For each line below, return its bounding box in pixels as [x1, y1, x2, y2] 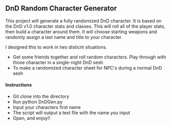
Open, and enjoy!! [12, 115, 50, 121]
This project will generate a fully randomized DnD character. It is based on [5, 17, 162, 24]
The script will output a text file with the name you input [12, 110, 131, 116]
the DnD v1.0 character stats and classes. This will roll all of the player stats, [5, 23, 165, 29]
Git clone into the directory [12, 93, 70, 99]
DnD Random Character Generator [5, 4, 117, 13]
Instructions [5, 82, 32, 88]
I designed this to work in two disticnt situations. [5, 44, 108, 50]
